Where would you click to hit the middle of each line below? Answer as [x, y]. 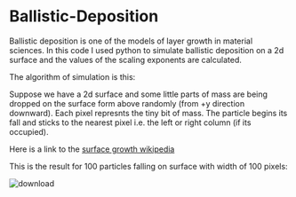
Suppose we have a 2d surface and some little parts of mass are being [139, 94]
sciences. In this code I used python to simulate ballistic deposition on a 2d [147, 50]
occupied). [29, 131]
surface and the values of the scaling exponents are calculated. [125, 59]
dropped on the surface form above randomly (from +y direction [127, 103]
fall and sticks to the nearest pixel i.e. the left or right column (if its [130, 122]
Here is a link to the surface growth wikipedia [92, 149]
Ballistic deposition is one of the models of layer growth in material [131, 41]
